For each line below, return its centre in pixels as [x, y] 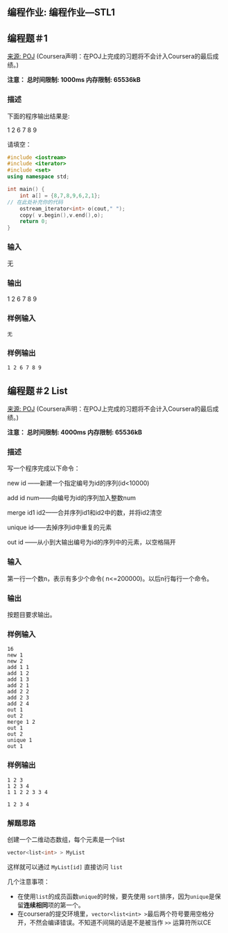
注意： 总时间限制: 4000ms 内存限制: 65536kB [75, 432]
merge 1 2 [21, 722]
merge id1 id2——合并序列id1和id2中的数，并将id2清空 [85, 513]
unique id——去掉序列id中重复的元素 [60, 527]
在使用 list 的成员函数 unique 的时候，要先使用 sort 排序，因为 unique [113, 896]
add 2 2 [18, 692]
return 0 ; [34, 222]
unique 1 [20, 741]
